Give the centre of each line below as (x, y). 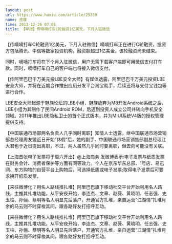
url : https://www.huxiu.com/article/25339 (51, 15)
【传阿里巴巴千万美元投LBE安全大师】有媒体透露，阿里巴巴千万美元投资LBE (85, 79)
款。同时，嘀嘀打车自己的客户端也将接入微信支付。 (59, 68)
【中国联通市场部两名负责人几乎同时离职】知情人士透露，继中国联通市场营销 (86, 133)
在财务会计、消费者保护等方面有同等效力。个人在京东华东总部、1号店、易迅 (85, 163)
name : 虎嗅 (16, 20)
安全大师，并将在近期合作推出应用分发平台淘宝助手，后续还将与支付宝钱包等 (86, 86)
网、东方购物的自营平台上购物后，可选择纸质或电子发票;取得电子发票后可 (82, 170)
